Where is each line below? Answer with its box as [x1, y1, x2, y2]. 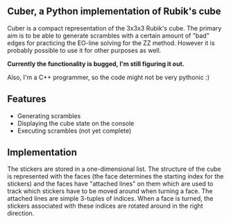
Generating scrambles [17, 111, 81, 120]
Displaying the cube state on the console [17, 119, 135, 127]
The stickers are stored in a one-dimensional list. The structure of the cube [7, 165, 221, 173]
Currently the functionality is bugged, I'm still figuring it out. [7, 59, 185, 68]
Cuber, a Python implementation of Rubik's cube [7, 6, 221, 17]
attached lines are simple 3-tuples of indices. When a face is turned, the [7, 195, 214, 203]
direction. [7, 209, 35, 217]
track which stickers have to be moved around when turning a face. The [7, 187, 213, 195]
